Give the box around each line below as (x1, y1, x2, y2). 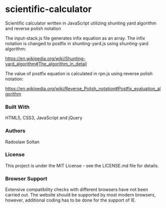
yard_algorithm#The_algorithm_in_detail (5, 61, 87, 67)
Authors (5, 127, 26, 134)
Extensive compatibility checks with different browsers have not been (5, 186, 149, 192)
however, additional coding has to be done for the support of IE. (5, 197, 136, 203)
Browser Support (5, 175, 47, 182)
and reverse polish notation (5, 25, 61, 31)
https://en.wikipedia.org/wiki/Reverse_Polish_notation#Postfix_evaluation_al (5, 85, 161, 91)
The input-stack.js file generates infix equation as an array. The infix (5, 35, 146, 41)
